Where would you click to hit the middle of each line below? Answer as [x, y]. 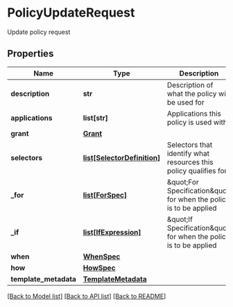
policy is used [189, 122]
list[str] [96, 118]
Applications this [194, 114]
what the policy [192, 94]
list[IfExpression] [112, 232]
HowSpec [99, 267]
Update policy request [39, 32]
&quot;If [180, 219]
